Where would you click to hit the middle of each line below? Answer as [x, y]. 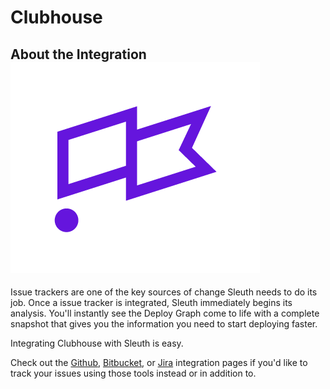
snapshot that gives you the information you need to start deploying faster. [164, 324]
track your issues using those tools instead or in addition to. [133, 373]
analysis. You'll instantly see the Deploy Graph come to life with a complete [165, 313]
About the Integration [78, 54]
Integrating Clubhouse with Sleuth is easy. [97, 343]
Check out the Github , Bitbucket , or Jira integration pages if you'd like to [159, 362]
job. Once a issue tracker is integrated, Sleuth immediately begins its [151, 302]
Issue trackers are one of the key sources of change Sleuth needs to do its [164, 292]
